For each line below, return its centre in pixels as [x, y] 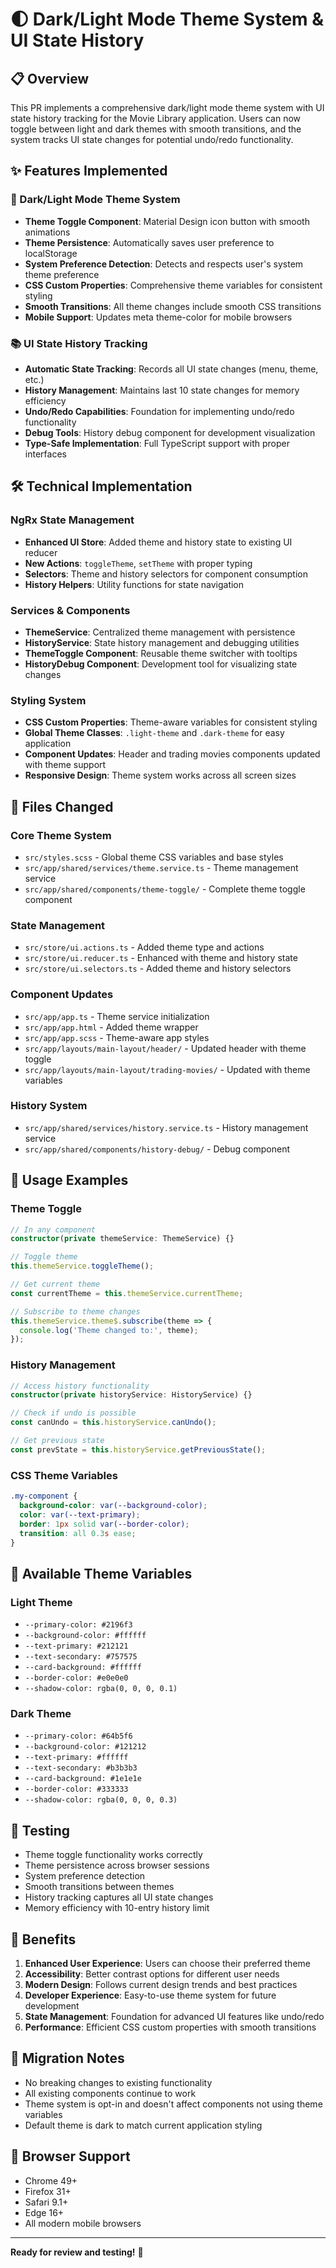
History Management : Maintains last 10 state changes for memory [162, 390]
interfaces [45, 454]
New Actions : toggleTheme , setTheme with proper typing [138, 563]
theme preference [62, 274]
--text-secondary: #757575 [81, 1657]
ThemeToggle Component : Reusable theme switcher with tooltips [161, 653]
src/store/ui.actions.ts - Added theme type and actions [144, 947]
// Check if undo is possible [73, 1413]
